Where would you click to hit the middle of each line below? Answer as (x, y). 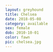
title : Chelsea (21, 14)
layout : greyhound (24, 10)
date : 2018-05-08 (23, 19)
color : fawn (17, 38)
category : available (27, 24)
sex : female (17, 28)
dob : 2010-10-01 (22, 33)
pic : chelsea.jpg (23, 42)
